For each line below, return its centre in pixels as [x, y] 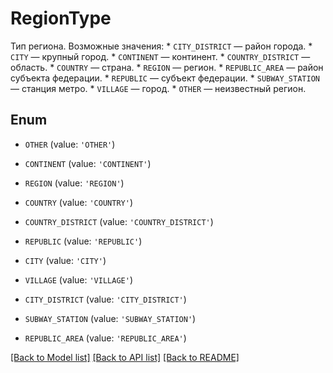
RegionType [61, 18]
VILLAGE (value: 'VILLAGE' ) [78, 279]
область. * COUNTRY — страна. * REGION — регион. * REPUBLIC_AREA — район [167, 67]
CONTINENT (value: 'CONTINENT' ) [88, 163]
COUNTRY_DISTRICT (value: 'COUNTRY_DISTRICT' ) [119, 221]
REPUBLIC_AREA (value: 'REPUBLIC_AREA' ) [105, 338]
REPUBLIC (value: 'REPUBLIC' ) [83, 241]
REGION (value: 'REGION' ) [74, 183]
